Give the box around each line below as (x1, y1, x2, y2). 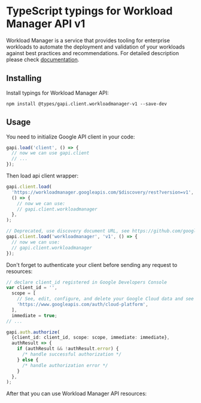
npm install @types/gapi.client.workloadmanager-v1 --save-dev (6, 101, 167, 107)
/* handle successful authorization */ (22, 351, 121, 357)
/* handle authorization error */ (22, 362, 109, 368)
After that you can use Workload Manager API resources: (6, 390, 147, 397)
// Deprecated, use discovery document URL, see (6, 228, 130, 234)
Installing (6, 73, 42, 83)
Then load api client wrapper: (6, 172, 79, 179)
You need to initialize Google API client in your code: (6, 133, 135, 140)
